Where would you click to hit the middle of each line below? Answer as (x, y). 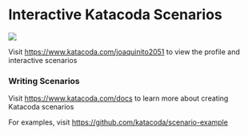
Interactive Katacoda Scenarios (115, 15)
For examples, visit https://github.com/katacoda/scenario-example (118, 122)
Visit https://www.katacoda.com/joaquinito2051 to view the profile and (124, 52)
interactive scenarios (43, 60)
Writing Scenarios (44, 81)
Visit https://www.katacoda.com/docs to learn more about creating (118, 98)
